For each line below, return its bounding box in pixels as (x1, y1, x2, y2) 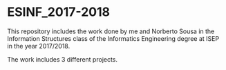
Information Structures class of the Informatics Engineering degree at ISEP (7, 34, 220, 42)
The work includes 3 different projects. (7, 55, 118, 63)
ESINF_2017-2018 (7, 4, 111, 20)
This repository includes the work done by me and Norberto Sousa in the (7, 27, 215, 35)
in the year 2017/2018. (7, 42, 70, 50)
